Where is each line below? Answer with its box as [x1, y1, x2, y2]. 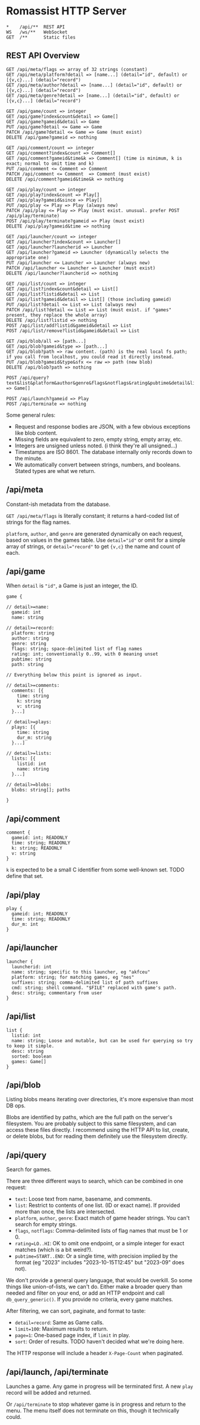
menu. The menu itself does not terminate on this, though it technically [6, 1407, 180, 1414]
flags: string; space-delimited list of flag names [11, 646, 143, 652]
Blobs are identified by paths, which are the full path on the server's [6, 1114, 173, 1121]
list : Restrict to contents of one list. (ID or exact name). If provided [14, 1202, 180, 1209]
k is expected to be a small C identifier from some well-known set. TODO [6, 866, 185, 873]
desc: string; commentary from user [11, 990, 102, 996]
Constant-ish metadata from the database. [6, 500, 111, 508]
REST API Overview [6, 51, 80, 61]
